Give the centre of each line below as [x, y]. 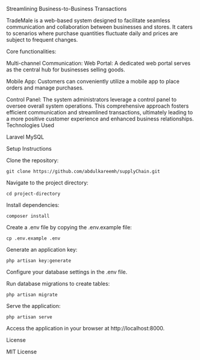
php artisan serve [29, 317]
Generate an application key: [42, 250]
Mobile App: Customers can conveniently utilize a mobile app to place [93, 81]
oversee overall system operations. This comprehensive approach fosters [98, 106]
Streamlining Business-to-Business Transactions [67, 9]
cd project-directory [33, 194]
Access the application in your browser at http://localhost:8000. [86, 328]
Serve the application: [33, 306]
